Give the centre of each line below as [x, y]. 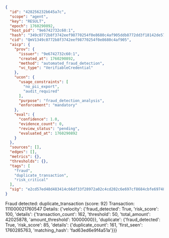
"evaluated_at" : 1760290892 [48, 133]
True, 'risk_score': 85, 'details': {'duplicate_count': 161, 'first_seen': [74, 225]
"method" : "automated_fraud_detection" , [61, 63]
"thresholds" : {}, [29, 161]
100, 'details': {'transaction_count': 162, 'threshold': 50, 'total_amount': [78, 214]
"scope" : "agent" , [29, 17]
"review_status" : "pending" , [49, 129]
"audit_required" [41, 91]
